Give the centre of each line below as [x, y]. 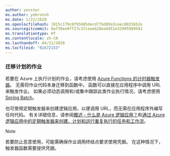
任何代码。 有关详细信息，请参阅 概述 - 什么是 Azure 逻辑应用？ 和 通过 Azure [85, 114]
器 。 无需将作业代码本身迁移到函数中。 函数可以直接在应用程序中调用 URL [83, 85]
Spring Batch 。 [21, 98]
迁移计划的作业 [24, 67]
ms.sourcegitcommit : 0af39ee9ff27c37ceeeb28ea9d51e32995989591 [74, 29]
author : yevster [22, 10]
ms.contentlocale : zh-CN [32, 39]
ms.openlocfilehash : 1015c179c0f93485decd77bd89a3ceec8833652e [74, 24]
